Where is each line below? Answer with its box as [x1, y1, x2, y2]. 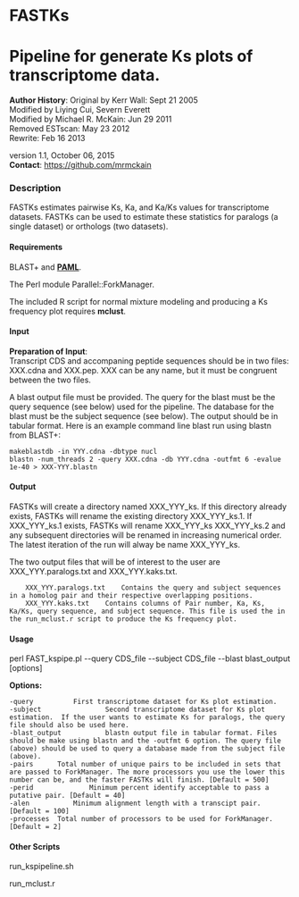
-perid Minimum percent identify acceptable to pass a [9, 784, 270, 792]
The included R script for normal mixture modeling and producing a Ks [9, 296, 269, 306]
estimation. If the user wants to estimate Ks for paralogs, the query [9, 713, 286, 722]
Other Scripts [9, 841, 61, 851]
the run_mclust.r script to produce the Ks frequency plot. [9, 615, 238, 624]
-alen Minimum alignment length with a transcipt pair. [9, 799, 262, 809]
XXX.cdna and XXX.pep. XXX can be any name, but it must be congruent [9, 365, 278, 375]
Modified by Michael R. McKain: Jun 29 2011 [9, 113, 172, 125]
